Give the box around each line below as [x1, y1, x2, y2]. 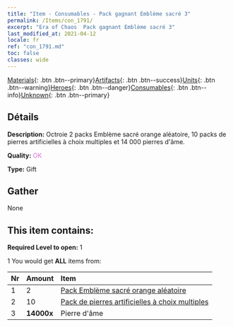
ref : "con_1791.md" [7, 43, 65, 50]
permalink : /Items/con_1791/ [7, 17, 93, 24]
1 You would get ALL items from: [7, 257, 102, 266]
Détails [7, 111, 39, 124]
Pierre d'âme [60, 309, 104, 319]
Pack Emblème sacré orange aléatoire [60, 285, 186, 295]
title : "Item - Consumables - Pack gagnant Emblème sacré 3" [7, 10, 191, 18]
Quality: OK [7, 151, 42, 160]
